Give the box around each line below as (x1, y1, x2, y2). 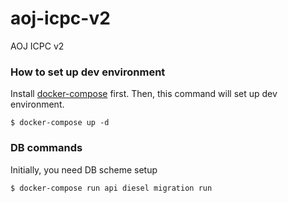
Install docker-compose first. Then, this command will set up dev (10, 88, 278, 100)
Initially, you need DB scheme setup (10, 163, 158, 176)
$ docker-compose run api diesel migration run (10, 183, 213, 193)
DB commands (10, 141, 83, 155)
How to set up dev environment (10, 65, 166, 79)
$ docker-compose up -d (10, 118, 110, 128)
